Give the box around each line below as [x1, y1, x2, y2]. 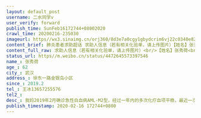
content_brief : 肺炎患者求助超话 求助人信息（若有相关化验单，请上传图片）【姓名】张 [6, 42, 194, 48]
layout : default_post [6, 8, 60, 15]
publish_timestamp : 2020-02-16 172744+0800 [6, 103, 117, 109]
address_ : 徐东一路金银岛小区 [6, 75, 74, 81]
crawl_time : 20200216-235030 [6, 31, 79, 37]
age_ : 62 [6, 64, 28, 70]
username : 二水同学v [6, 14, 54, 20]
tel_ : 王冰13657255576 [6, 86, 61, 92]
